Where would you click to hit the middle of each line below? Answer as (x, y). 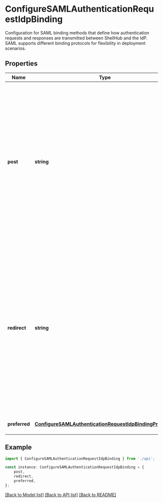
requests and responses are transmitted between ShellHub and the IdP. (76, 38)
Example (18, 447)
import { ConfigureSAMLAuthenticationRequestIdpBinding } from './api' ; (80, 459)
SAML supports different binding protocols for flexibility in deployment (75, 43)
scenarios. (16, 48)
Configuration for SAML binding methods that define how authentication (77, 33)
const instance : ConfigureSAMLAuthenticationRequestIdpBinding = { (75, 467)
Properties (21, 64)
